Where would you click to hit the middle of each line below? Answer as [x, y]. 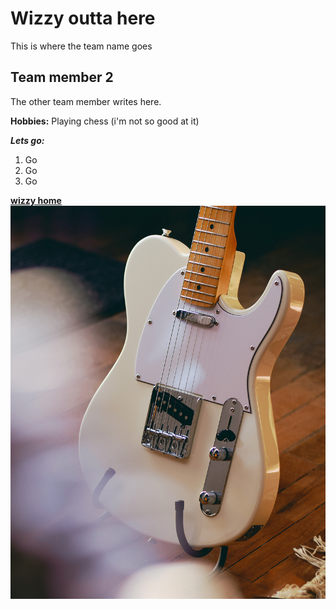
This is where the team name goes [81, 46]
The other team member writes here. [86, 101]
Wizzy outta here [83, 18]
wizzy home [36, 200]
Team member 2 [62, 77]
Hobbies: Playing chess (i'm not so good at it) [105, 121]
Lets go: [27, 140]
